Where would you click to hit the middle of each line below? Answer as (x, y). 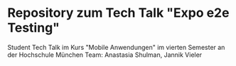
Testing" (34, 28)
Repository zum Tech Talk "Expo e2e (118, 13)
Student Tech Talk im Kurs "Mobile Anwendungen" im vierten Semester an (116, 47)
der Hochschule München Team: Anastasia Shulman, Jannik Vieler (105, 55)
